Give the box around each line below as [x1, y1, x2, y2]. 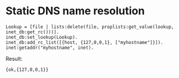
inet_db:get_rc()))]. [5, 29, 60, 35]
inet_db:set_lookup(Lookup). [5, 34, 78, 40]
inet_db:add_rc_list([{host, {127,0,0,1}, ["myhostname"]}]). [5, 39, 163, 45]
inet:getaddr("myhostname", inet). [5, 45, 94, 51]
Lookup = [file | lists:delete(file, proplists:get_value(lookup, [5, 24, 174, 30]
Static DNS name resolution [5, 4, 145, 18]
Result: [5, 55, 23, 62]
